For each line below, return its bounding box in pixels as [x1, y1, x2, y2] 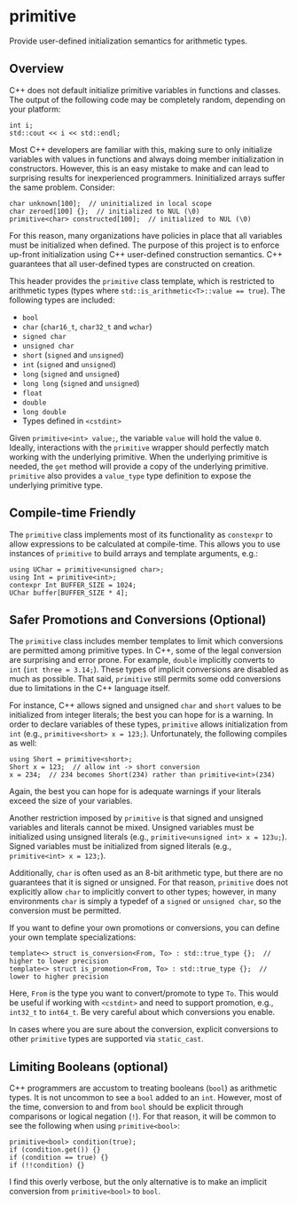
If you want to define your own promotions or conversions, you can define [9, 923, 280, 933]
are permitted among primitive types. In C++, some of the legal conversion [9, 645, 282, 656]
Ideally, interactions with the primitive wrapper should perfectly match [9, 442, 270, 453]
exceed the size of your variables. [9, 796, 133, 807]
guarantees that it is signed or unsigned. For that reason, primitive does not [9, 877, 288, 888]
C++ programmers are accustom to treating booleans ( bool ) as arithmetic [9, 1083, 277, 1093]
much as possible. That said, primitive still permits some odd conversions [9, 673, 282, 684]
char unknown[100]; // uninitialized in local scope [9, 199, 213, 208]
